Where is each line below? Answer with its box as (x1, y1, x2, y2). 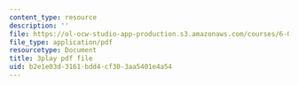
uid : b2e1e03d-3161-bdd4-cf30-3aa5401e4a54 (9, 63, 173, 72)
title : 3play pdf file (9, 54, 93, 63)
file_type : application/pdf (9, 37, 114, 47)
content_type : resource (9, 12, 98, 22)
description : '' (9, 21, 69, 30)
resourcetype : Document (9, 46, 98, 55)
